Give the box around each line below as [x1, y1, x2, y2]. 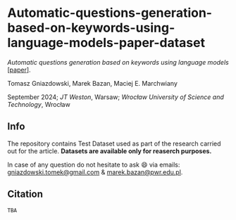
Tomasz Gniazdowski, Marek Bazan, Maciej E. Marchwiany [7, 79, 178, 87]
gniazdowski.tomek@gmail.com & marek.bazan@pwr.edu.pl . [7, 167, 183, 176]
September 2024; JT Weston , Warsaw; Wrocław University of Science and [7, 93, 224, 101]
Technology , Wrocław [7, 100, 70, 108]
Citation [7, 188, 44, 200]
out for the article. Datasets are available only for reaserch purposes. [7, 146, 212, 155]
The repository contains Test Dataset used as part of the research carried [7, 139, 221, 148]
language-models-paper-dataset [7, 35, 206, 51]
